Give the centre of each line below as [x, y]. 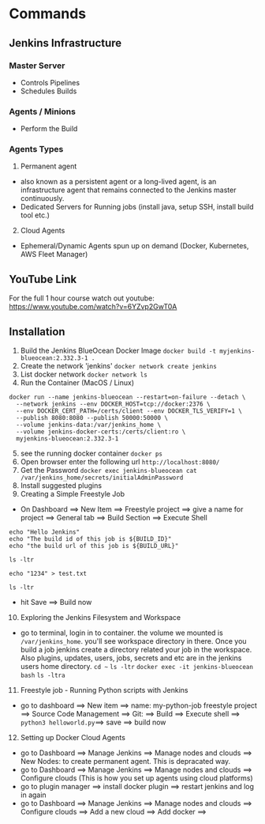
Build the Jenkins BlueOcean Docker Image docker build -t [118, 351]
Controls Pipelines [50, 82]
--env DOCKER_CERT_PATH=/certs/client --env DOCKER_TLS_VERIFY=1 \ [129, 411]
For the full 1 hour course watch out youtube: [82, 298]
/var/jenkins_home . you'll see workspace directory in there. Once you [133, 641]
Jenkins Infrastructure [65, 43]
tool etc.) [35, 215]
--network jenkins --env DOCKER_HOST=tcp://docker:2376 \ [114, 404]
